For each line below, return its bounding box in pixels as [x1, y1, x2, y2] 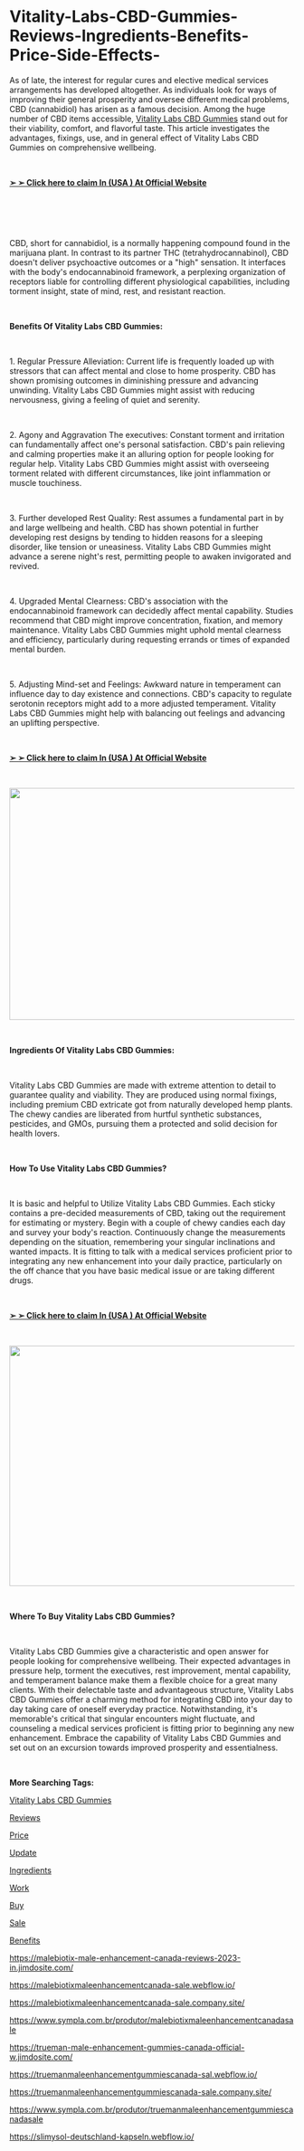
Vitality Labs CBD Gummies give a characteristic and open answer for [9, 1645, 270, 1657]
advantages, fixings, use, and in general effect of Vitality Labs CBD [9, 132, 260, 143]
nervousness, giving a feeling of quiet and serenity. [9, 394, 201, 405]
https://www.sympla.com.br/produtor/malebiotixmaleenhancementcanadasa [9, 2014, 294, 2025]
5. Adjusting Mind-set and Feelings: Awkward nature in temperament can [9, 679, 281, 690]
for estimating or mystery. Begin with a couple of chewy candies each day [9, 1217, 286, 1228]
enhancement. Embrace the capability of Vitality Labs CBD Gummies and [9, 1732, 282, 1743]
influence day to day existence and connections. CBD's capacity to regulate [9, 688, 292, 699]
